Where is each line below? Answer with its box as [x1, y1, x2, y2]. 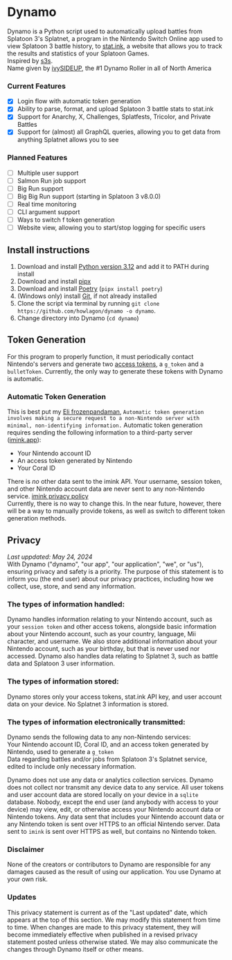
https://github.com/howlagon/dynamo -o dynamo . [17, 306, 156, 315]
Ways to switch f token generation [17, 216, 116, 224]
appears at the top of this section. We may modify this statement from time [7, 916, 221, 924]
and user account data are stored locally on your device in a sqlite [7, 790, 199, 798]
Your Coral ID [17, 464, 56, 472]
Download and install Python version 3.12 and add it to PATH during [17, 263, 209, 271]
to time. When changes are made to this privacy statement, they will [7, 923, 201, 931]
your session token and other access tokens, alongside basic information [7, 622, 217, 631]
